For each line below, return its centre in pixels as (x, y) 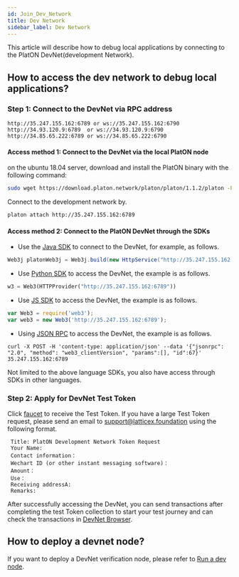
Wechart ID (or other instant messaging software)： (90, 464)
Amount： (23, 471)
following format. (32, 429)
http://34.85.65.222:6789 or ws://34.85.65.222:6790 (87, 136)
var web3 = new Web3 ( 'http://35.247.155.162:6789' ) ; (87, 320)
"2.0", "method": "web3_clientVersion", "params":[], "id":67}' (105, 353)
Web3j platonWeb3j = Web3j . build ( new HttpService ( (84, 260)
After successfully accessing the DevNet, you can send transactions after (115, 504)
